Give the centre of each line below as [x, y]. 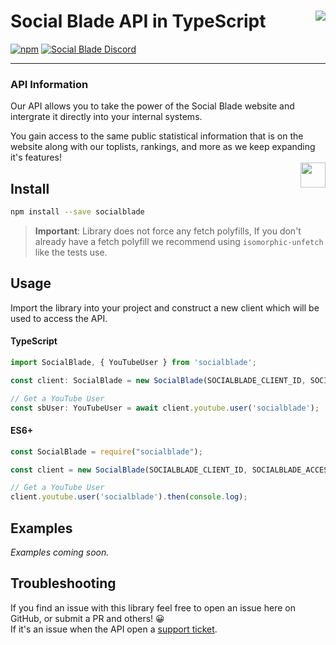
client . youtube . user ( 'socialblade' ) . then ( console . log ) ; [129, 497]
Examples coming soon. [60, 552]
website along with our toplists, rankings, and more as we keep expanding [163, 147]
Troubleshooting [63, 583]
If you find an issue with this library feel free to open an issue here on [153, 607]
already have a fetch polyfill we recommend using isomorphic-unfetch [179, 241]
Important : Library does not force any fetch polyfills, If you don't [168, 231]
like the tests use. [71, 252]
